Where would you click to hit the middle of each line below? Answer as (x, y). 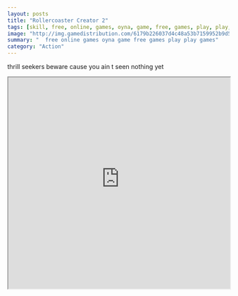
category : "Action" (36, 47)
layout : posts (28, 14)
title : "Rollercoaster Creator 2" (58, 20)
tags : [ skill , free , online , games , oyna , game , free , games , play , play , (119, 27)
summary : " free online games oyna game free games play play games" (113, 40)
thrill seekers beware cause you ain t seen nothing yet (86, 67)
